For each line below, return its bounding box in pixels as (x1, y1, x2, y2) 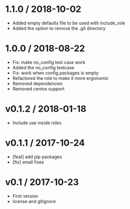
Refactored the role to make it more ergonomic (12, 75, 109, 81)
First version (12, 193, 38, 199)
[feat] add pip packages (12, 154, 62, 160)
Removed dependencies (12, 80, 63, 86)
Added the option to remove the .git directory (12, 25, 106, 31)
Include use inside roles (12, 120, 61, 126)
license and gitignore (12, 198, 56, 204)
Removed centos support (12, 86, 65, 92)
